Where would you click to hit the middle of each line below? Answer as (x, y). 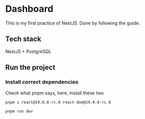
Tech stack (23, 39)
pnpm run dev (19, 111)
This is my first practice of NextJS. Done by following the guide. (73, 23)
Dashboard (29, 9)
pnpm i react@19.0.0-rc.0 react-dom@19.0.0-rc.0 (58, 103)
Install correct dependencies (42, 82)
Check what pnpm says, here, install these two (55, 93)
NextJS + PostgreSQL (28, 51)
